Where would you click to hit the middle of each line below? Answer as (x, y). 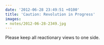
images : (13, 19)
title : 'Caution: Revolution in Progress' (50, 14)
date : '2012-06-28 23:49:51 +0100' (42, 10)
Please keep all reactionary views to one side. (53, 38)
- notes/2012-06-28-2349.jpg (36, 23)
